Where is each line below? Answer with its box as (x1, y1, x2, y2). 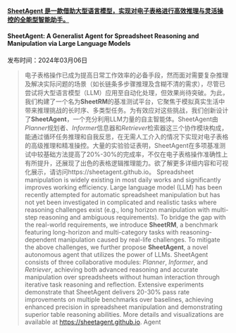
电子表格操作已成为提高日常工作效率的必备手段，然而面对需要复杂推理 (24, 70, 229, 79)
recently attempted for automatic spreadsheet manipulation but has (24, 190, 221, 199)
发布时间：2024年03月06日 (7, 56, 88, 64)
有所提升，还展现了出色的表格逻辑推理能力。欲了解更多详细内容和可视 (24, 158, 229, 167)
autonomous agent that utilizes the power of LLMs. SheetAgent (24, 250, 209, 258)
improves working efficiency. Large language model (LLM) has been (24, 183, 223, 191)
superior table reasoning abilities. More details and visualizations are (24, 310, 224, 318)
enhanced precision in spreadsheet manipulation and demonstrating (24, 303, 223, 311)
